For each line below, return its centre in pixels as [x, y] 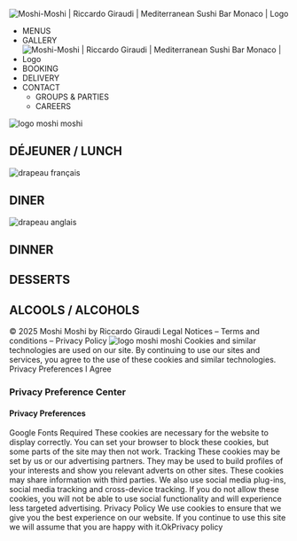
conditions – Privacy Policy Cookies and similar [133, 341]
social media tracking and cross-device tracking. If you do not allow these [144, 490]
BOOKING [40, 68]
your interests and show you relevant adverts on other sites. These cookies [146, 471]
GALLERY [39, 40]
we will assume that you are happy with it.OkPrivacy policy [116, 527]
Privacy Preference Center [68, 392]
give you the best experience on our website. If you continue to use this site [148, 518]
